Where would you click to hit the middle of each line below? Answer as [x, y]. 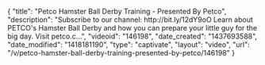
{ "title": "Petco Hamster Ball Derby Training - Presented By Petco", [117, 11]
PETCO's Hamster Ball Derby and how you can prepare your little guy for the [132, 28]
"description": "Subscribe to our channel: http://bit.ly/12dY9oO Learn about [130, 20]
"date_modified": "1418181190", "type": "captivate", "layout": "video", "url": [129, 45]
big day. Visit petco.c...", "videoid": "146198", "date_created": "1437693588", [132, 36]
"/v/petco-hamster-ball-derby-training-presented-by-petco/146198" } [121, 53]
